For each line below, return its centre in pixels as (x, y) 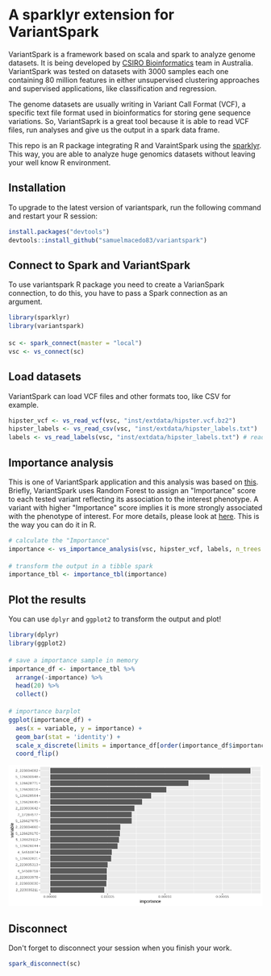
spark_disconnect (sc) (45, 964)
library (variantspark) (46, 326)
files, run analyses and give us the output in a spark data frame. (114, 130)
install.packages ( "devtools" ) (59, 231)
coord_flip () (38, 754)
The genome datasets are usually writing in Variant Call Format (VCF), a (127, 104)
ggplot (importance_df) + (50, 720)
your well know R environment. (60, 162)
